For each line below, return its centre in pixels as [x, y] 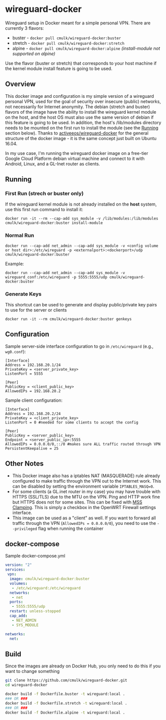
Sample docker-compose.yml [35, 556]
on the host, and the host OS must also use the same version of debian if [80, 117]
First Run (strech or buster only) [44, 194]
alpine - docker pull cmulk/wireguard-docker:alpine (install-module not [86, 48]
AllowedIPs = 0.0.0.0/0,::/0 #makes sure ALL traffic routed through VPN [83, 444]
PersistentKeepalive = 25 [32, 448]
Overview [21, 84]
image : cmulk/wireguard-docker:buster [50, 579]
